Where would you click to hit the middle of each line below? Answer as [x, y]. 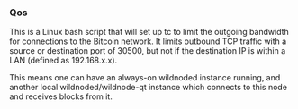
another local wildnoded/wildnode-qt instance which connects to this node [149, 88]
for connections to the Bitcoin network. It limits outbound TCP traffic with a [148, 41]
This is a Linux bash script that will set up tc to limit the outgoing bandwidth [149, 32]
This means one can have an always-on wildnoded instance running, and [145, 78]
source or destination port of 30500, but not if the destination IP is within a [148, 51]
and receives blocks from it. [61, 96]
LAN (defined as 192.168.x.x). [63, 61]
